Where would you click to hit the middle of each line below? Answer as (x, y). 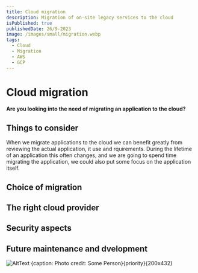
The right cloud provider (53, 208)
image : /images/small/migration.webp (54, 34)
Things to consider (42, 128)
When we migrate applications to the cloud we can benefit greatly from (94, 143)
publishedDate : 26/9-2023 (39, 29)
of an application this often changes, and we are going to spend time (91, 155)
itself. (13, 168)
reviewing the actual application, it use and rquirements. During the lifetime (99, 149)
